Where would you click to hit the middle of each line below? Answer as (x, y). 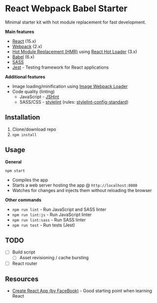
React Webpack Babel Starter (66, 9)
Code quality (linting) (33, 91)
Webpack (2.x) (27, 46)
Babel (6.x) (23, 56)
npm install (24, 135)
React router (25, 263)
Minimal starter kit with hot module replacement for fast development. (76, 22)
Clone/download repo (34, 129)
